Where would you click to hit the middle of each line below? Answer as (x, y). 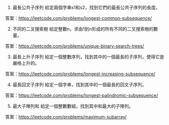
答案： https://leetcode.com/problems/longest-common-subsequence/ (79, 18)
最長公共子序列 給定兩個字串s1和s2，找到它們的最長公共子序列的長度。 (86, 7)
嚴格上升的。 (26, 63)
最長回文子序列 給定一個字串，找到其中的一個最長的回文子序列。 (79, 85)
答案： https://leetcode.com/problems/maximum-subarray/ (66, 117)
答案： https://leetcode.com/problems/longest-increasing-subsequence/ (80, 74)
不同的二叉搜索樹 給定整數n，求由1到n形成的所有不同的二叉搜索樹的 (83, 29)
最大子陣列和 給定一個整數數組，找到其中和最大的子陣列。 (73, 106)
